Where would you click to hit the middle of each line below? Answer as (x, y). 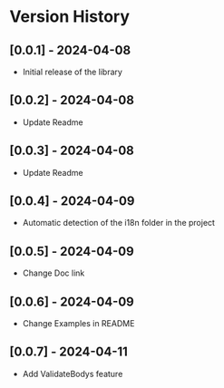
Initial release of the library (72, 72)
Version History (69, 17)
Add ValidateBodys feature (73, 373)
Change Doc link (54, 273)
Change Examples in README (78, 324)
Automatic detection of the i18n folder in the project (119, 223)
